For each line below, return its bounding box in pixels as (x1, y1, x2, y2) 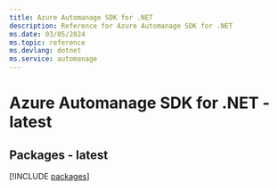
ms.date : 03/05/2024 (9, 29, 86, 38)
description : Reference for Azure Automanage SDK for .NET (9, 21, 233, 30)
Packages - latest (9, 147, 109, 162)
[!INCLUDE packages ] (9, 171, 90, 181)
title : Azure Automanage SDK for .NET (9, 12, 153, 22)
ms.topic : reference (9, 37, 86, 47)
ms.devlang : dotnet (9, 46, 82, 55)
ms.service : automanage (9, 54, 98, 63)
